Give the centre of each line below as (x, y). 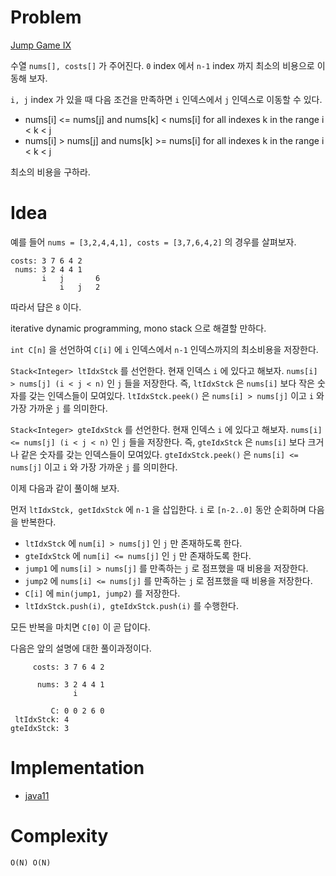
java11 (37, 795)
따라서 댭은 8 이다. (46, 307)
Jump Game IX (41, 45)
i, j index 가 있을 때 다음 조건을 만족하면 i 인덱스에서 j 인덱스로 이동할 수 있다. (166, 99)
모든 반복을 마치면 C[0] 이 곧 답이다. (80, 627)
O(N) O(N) (31, 862)
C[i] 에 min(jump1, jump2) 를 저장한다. (102, 593)
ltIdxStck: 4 (42, 719)
